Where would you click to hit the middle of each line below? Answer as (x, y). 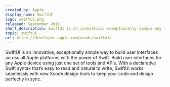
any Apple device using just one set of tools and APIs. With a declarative (81, 63)
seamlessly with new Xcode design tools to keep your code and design (79, 73)
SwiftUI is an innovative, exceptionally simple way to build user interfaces (82, 52)
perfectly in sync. (24, 79)
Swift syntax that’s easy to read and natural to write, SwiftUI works (74, 68)
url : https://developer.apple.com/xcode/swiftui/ (59, 38)
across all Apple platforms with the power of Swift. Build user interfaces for (83, 57)
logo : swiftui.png (25, 19)
